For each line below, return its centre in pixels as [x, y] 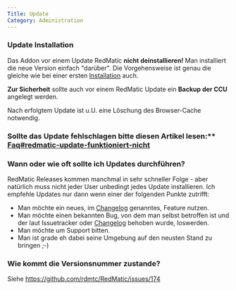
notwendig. [24, 118]
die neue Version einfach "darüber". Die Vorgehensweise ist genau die [109, 68]
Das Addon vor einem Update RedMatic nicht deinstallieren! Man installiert [117, 60]
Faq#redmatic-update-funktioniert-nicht [79, 145]
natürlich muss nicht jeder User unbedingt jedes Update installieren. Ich [111, 187]
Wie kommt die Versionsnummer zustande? [84, 263]
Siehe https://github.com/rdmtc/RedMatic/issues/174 [84, 279]
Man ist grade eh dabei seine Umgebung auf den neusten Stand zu [115, 238]
